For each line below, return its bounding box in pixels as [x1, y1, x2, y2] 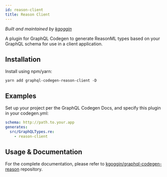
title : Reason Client [5, 12, 50, 17]
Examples [5, 91, 36, 100]
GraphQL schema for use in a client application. [5, 40, 103, 46]
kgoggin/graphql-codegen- [105, 161, 162, 167]
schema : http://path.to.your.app [5, 120, 75, 125]
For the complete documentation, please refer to [5, 161, 105, 167]
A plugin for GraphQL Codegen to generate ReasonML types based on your [5, 35, 161, 41]
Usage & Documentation [5, 148, 82, 156]
